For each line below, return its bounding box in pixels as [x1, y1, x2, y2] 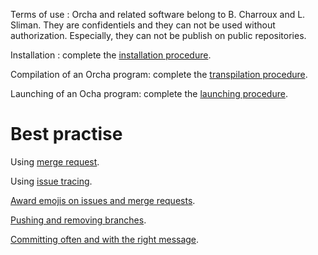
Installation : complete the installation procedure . [10, 49, 212, 61]
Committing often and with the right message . [10, 233, 200, 245]
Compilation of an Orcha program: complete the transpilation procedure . [10, 69, 308, 80]
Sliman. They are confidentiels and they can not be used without [10, 19, 276, 31]
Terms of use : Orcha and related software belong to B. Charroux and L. [10, 9, 306, 20]
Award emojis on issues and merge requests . [10, 194, 196, 206]
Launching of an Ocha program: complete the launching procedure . [10, 88, 288, 99]
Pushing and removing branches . [10, 214, 147, 226]
